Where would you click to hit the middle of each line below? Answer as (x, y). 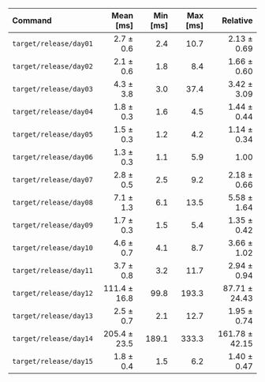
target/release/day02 (52, 66)
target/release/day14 (52, 339)
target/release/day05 (52, 135)
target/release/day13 (52, 316)
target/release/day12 (52, 293)
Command (32, 21)
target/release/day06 (52, 157)
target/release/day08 (52, 202)
